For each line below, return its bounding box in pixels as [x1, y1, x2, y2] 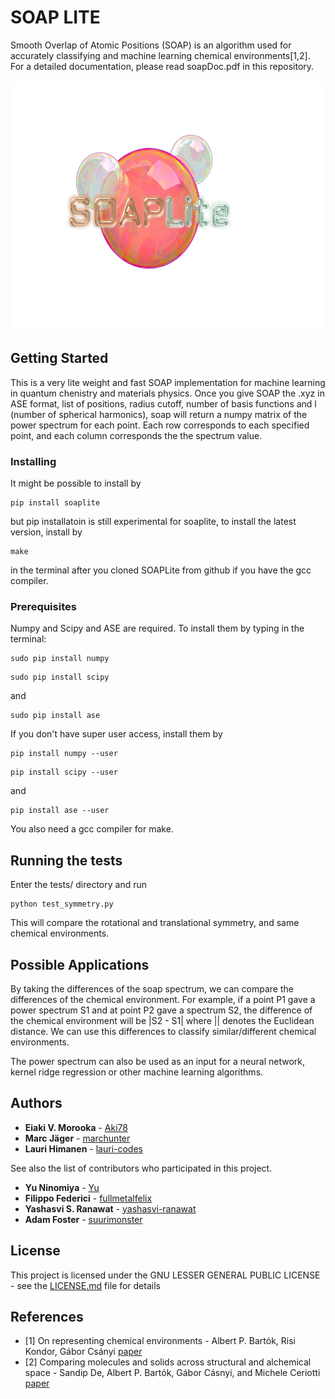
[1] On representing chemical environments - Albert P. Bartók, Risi [24, 1335, 296, 1347]
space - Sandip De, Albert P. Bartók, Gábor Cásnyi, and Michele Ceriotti [24, 1367, 321, 1379]
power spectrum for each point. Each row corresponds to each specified [10, 419, 310, 431]
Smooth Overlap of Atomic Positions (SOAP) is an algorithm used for [10, 39, 292, 51]
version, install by [10, 526, 83, 538]
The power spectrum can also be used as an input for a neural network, [10, 1055, 306, 1067]
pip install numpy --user [10, 749, 118, 759]
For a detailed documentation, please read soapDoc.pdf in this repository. [10, 60, 315, 72]
